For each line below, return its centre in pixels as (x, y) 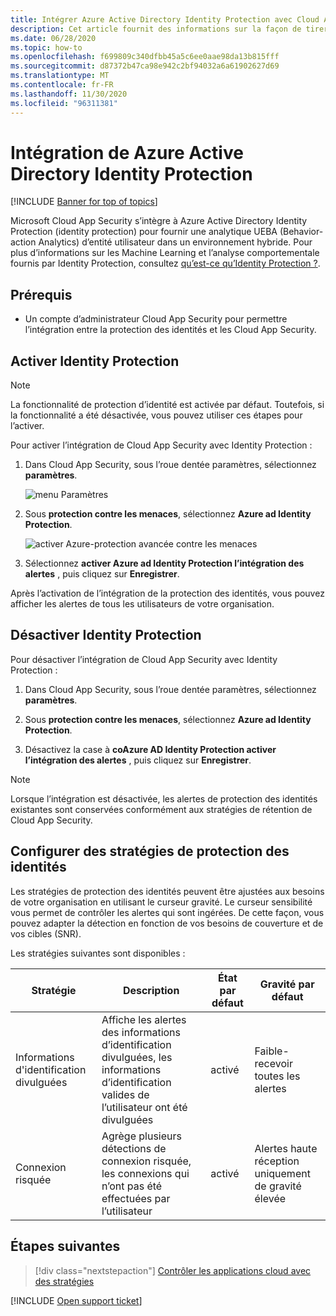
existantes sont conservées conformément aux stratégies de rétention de (161, 809)
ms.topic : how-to (46, 47)
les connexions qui (145, 1173)
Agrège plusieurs (141, 1136)
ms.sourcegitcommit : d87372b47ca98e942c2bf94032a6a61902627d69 (145, 66)
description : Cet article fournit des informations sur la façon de (156, 29)
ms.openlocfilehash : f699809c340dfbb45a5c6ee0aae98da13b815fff (145, 57)
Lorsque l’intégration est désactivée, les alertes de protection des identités (164, 798)
